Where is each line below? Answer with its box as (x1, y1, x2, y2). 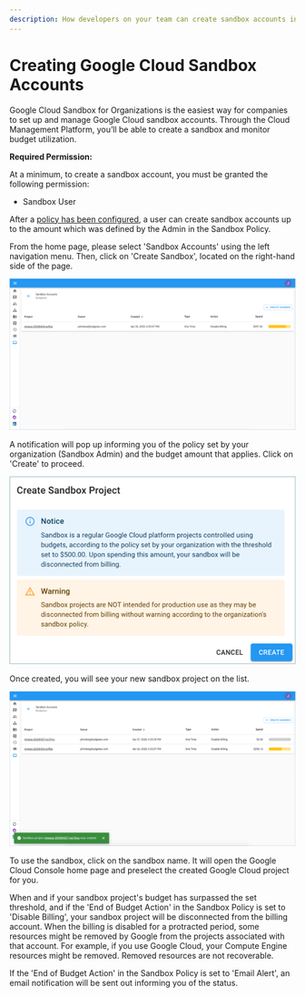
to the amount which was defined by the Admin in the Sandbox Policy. (9, 223, 271, 234)
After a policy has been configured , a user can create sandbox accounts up (9, 214, 292, 225)
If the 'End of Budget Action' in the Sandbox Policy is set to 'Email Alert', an (9, 967, 290, 978)
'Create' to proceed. (9, 458, 84, 469)
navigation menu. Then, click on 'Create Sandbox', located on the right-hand (9, 250, 295, 261)
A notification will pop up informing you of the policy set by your (9, 439, 250, 450)
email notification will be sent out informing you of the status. (9, 977, 239, 988)
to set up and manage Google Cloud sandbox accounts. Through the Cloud (9, 114, 290, 125)
